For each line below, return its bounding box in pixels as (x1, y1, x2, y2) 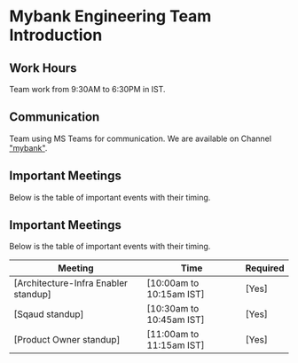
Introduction (9, 25, 103, 45)
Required (245, 262, 285, 274)
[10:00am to (145, 277, 200, 289)
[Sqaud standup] (13, 308, 84, 320)
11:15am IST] (145, 339, 206, 351)
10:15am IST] (145, 288, 206, 301)
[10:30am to (145, 303, 200, 315)
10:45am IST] (145, 313, 206, 326)
